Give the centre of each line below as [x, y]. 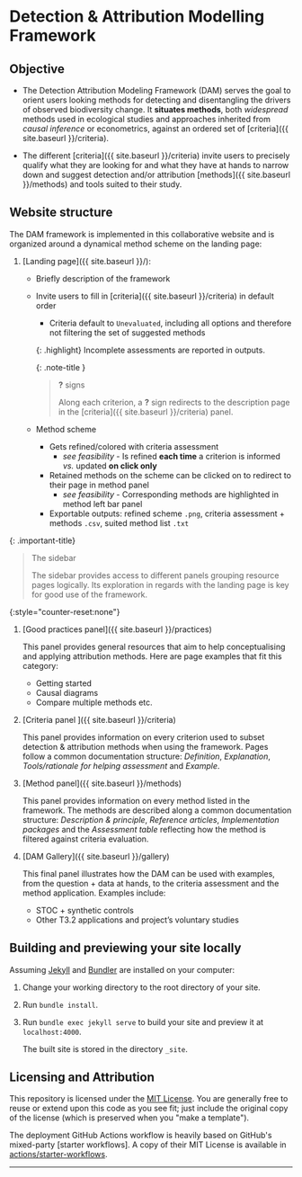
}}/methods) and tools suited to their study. [102, 184]
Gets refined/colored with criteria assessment [133, 446]
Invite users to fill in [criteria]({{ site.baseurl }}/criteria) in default [155, 296]
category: [40, 665]
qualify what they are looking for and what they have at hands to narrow [155, 165]
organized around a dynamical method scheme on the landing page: [136, 244]
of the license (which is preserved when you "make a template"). [129, 1118]
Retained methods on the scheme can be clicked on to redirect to [170, 475]
